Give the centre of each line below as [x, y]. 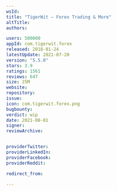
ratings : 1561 [24, 71]
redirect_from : [25, 173]
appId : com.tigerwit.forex [39, 44]
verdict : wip [22, 115]
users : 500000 [24, 39]
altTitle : [18, 22]
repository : [21, 93]
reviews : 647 [22, 77]
